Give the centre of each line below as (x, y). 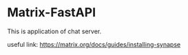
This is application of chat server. (54, 31)
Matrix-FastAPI (52, 13)
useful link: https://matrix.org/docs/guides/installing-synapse (94, 44)
